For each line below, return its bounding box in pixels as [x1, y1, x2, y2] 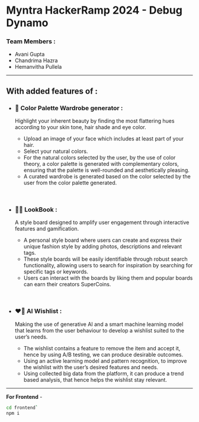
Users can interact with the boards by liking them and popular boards [23, 274, 193, 282]
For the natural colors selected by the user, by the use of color [23, 154, 176, 161]
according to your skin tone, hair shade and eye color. [14, 124, 146, 131]
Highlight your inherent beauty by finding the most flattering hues [14, 117, 175, 124]
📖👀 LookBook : [14, 206, 57, 214]
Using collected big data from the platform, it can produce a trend [23, 370, 184, 377]
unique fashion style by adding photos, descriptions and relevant [23, 243, 182, 250]
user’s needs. [14, 333, 48, 340]
